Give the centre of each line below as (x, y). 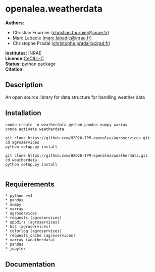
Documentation (30, 264)
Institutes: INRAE (23, 53)
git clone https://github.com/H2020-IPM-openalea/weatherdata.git (76, 155)
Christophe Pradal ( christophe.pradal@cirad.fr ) (62, 43)
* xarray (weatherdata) (30, 240)
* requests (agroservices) (34, 218)
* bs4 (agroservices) (28, 227)
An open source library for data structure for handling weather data (75, 97)
